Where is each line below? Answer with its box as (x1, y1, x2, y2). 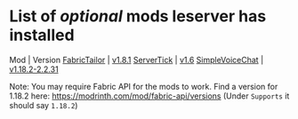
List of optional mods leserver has (9, 6, 267, 27)
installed (9, 25, 75, 45)
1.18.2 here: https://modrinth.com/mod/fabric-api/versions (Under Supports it (9, 91, 290, 101)
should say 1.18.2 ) (9, 99, 78, 110)
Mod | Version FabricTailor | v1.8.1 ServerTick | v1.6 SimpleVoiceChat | (9, 54, 264, 65)
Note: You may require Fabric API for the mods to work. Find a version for (9, 81, 278, 91)
